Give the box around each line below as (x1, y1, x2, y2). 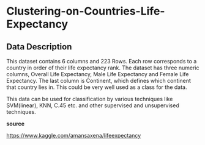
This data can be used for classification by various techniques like (6, 96, 173, 102)
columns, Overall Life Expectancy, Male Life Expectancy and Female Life (6, 71, 189, 77)
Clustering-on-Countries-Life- (6, 4, 165, 18)
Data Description (6, 41, 72, 52)
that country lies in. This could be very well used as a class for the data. (6, 83, 187, 91)
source (6, 120, 25, 127)
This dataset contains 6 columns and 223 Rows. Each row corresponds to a (6, 58, 197, 65)
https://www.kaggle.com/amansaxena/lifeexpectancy (6, 132, 141, 139)
